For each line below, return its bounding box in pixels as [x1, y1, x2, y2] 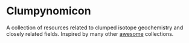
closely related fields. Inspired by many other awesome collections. [6, 30, 174, 37]
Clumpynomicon [6, 4, 92, 18]
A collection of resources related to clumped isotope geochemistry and [6, 24, 184, 31]
